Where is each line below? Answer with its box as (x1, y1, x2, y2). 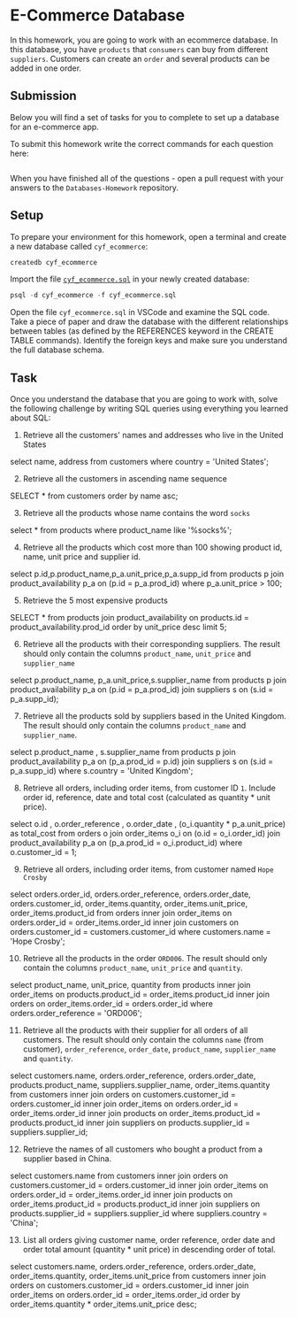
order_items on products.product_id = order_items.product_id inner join (10, 989, 270, 1000)
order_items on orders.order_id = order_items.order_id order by (10, 1290, 241, 1300)
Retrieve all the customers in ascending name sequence (22, 474, 228, 484)
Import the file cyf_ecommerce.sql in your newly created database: (10, 274, 250, 284)
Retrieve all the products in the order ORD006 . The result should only (22, 953, 268, 964)
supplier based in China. (22, 1153, 112, 1164)
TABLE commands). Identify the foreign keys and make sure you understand (10, 335, 288, 346)
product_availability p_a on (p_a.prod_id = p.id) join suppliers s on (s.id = (10, 756, 274, 767)
